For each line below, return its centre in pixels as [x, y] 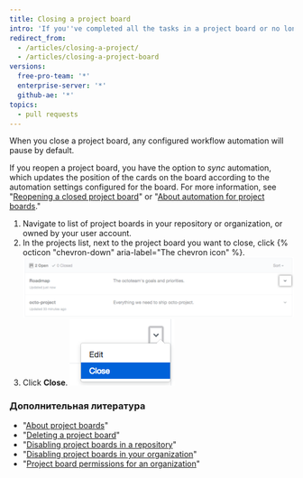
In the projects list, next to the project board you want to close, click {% [155, 243]
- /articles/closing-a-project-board [88, 57]
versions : [28, 67]
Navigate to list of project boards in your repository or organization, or [152, 224]
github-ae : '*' [46, 95]
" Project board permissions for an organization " [111, 464]
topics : [24, 105]
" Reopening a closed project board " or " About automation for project [137, 197]
